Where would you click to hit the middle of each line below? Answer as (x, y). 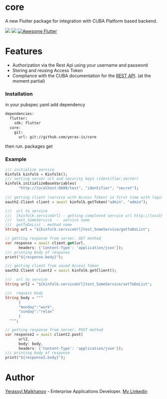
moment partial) (29, 81)
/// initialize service (30, 170)
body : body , (31, 344)
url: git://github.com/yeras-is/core (57, 137)
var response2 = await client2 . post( (44, 334)
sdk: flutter (28, 123)
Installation (19, 94)
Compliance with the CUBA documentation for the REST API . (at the (82, 76)
